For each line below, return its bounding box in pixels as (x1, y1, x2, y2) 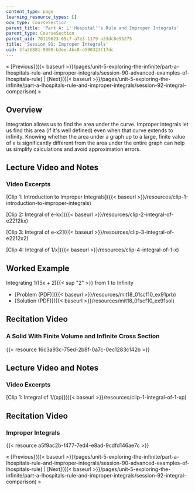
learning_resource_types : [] (6, 14, 77, 20)
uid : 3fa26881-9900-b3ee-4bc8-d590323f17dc (6, 47, 114, 53)
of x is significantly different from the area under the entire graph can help (6, 139, 185, 146)
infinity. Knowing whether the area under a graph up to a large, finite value (6, 133, 186, 140)
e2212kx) (6, 217, 28, 224)
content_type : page (6, 8, 54, 15)
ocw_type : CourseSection (6, 19, 67, 25)
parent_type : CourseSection (6, 31, 75, 36)
